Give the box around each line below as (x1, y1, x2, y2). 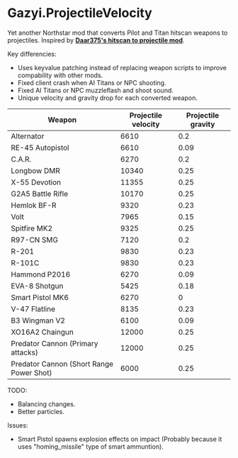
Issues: (7, 420, 28, 430)
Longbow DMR (11, 165, 60, 175)
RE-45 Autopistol (11, 143, 69, 152)
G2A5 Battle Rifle (11, 189, 69, 199)
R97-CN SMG (11, 235, 59, 245)
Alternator (11, 131, 45, 141)
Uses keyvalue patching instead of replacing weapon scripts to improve (17, 63, 227, 72)
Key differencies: (7, 50, 57, 58)
